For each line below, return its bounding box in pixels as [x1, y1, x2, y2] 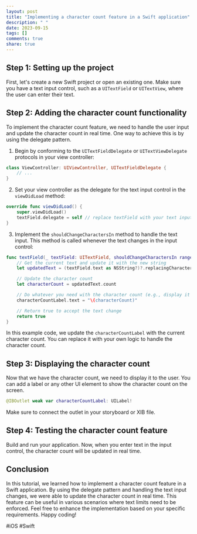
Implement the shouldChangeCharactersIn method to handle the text [14, 231, 178, 238]
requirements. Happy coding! [6, 511, 77, 518]
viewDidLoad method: [14, 193, 66, 200]
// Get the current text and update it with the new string [16, 260, 167, 266]
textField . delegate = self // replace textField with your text [16, 214, 177, 220]
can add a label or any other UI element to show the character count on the [6, 381, 188, 388]
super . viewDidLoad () [16, 209, 67, 215]
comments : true [6, 36, 43, 42]
